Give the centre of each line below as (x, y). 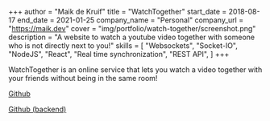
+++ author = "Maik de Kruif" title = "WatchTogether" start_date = (118, 12)
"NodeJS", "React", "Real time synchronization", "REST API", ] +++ (119, 54)
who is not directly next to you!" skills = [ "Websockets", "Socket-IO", (123, 46)
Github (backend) (37, 109)
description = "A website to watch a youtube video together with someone (132, 37)
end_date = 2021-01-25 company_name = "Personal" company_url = (131, 20)
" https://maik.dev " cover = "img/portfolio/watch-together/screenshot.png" (132, 28)
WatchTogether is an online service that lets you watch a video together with (135, 70)
